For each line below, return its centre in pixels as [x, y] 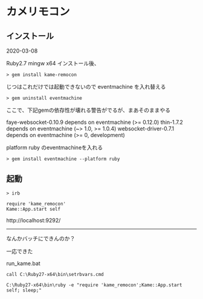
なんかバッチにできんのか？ [41, 238]
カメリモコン [38, 12]
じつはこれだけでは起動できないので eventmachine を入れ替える [86, 87]
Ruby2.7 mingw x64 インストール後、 [53, 63]
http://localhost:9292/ [34, 220]
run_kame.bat [23, 263]
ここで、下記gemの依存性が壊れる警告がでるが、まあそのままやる [89, 110]
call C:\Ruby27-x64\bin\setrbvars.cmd [55, 274]
